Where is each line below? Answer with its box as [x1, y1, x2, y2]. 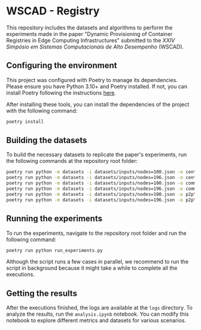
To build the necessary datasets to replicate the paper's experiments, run [6, 151, 187, 158]
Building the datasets [6, 135, 87, 146]
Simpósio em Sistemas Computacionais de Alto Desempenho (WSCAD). [6, 43, 184, 50]
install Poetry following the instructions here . [6, 89, 117, 96]
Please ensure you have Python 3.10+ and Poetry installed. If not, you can [6, 83, 187, 90]
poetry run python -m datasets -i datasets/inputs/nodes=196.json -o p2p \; [6, 196, 199, 203]
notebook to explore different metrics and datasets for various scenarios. [6, 317, 187, 324]
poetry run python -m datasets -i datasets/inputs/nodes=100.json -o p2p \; [6, 191, 199, 197]
